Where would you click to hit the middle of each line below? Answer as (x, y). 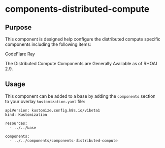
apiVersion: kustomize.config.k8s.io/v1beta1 (52, 110)
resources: (16, 123)
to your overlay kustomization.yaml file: (45, 101)
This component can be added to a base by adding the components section (81, 96)
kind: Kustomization (26, 114)
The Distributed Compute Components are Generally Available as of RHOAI (81, 63)
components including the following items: (48, 44)
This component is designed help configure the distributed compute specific (83, 39)
